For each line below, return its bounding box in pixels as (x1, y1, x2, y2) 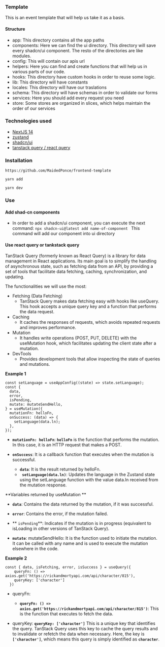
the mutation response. (19, 482, 67, 488)
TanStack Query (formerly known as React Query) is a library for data (5, 253, 146, 259)
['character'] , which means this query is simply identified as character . (12, 636, 160, 642)
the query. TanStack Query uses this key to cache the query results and (12, 626, 158, 632)
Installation (5, 157, 33, 164)
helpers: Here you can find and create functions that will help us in (12, 63, 147, 69)
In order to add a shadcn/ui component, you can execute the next (12, 220, 145, 226)
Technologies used (5, 118, 52, 125)
